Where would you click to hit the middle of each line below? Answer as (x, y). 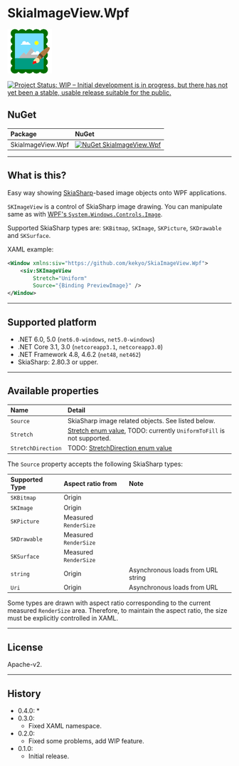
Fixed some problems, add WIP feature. (86, 741)
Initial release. (49, 756)
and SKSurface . (29, 235)
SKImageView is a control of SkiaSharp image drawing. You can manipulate (115, 206)
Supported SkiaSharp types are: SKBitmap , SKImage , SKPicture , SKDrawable (115, 228)
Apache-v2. (25, 665)
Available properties (53, 391)
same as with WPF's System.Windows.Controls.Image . (85, 214)
